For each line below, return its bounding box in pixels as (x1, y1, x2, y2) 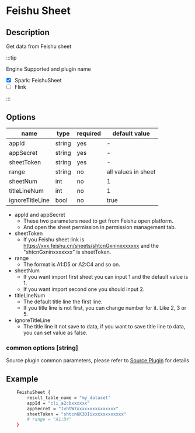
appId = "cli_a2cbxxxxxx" (27, 400, 90, 406)
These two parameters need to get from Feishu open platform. (23, 217, 173, 224)
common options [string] (6, 344, 78, 352)
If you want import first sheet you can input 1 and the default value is (23, 273, 189, 280)
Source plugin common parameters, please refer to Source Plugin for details (6, 357, 190, 364)
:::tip (6, 54, 17, 61)
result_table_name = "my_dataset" (27, 394, 111, 401)
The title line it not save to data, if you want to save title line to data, (23, 323, 186, 330)
